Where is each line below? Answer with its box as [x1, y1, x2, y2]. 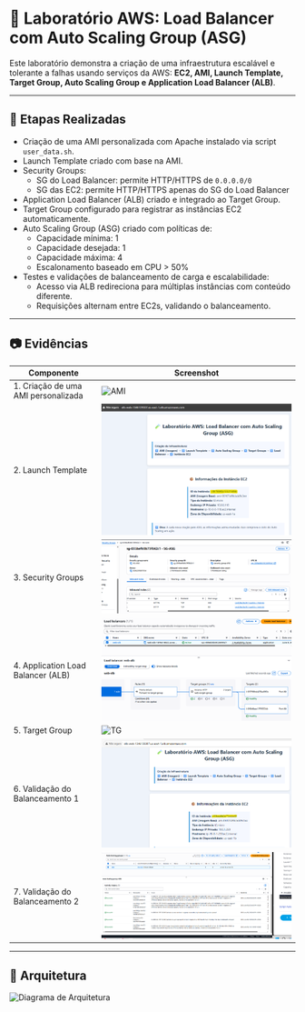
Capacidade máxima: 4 [35, 252, 123, 263]
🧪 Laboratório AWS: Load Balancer [9, 8, 274, 29]
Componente [28, 367, 79, 378]
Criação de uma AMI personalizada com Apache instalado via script [22, 135, 277, 146]
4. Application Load [13, 660, 86, 671]
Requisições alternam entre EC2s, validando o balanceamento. [35, 300, 271, 311]
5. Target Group [13, 725, 73, 736]
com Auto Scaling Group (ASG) [9, 27, 247, 48]
